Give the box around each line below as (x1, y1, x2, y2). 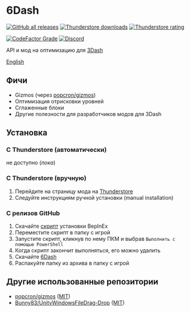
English (6, 58, 24, 65)
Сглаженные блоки (14, 104, 65, 111)
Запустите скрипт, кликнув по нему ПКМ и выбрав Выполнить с (14, 235, 176, 243)
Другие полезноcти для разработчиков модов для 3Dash (14, 110, 162, 117)
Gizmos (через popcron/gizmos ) (14, 91, 96, 99)
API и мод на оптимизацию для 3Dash (6, 46, 103, 54)
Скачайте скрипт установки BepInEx (14, 222, 108, 230)
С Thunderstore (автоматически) (6, 146, 107, 154)
